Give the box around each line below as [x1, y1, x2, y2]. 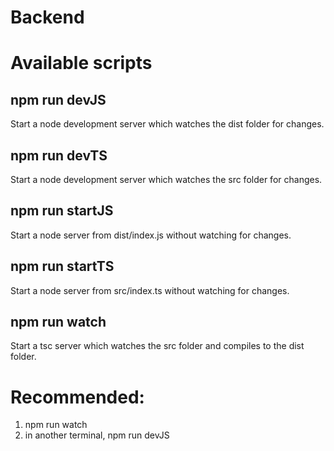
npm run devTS [10, 147, 108, 164]
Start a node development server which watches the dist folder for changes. [10, 118, 325, 130]
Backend [10, 6, 85, 29]
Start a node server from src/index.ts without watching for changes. [10, 284, 290, 296]
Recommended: [10, 386, 145, 408]
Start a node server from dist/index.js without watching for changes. [10, 229, 292, 241]
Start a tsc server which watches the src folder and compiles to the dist [10, 340, 305, 352]
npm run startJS [10, 202, 114, 220]
